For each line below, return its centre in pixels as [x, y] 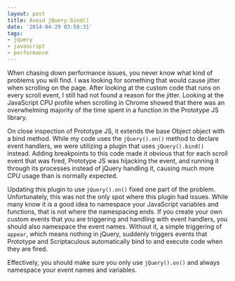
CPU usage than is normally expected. [62, 175]
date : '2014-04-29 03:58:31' [50, 27]
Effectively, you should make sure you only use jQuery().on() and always [114, 262]
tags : [15, 33]
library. [18, 117]
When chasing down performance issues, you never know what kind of [110, 73]
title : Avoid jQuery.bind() [48, 20]
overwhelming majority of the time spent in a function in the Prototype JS [113, 110]
